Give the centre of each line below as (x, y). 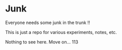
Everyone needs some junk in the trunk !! (48, 22)
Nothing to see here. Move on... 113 (42, 42)
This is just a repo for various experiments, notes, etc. (61, 32)
